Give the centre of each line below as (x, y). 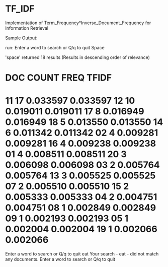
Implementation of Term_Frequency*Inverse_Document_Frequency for (78, 23)
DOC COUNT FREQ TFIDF (59, 78)
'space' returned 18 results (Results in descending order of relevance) (77, 57)
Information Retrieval (27, 28)
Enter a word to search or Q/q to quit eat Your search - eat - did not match (82, 254)
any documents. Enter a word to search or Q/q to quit (60, 259)
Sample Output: (21, 38)
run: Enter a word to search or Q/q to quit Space (55, 47)
